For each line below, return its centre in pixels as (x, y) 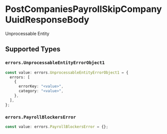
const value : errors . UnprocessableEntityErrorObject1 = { (67, 72)
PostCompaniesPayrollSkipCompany (83, 9)
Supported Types (33, 49)
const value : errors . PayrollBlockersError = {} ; (57, 127)
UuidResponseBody (47, 20)
